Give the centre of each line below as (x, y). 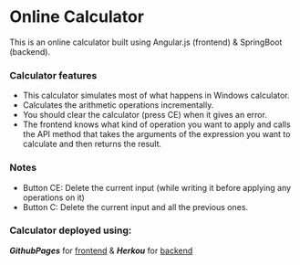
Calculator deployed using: (71, 230)
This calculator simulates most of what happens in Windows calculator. (156, 95)
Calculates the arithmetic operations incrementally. (118, 105)
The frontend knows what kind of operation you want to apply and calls (156, 124)
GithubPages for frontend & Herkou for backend (101, 250)
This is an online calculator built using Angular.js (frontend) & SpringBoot (146, 42)
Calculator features (53, 75)
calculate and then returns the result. (92, 144)
